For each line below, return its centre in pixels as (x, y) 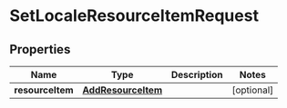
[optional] (253, 90)
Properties (40, 49)
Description (197, 75)
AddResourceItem (122, 90)
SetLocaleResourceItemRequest (134, 16)
